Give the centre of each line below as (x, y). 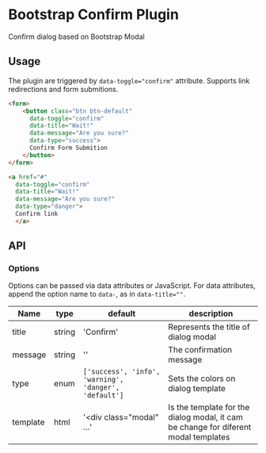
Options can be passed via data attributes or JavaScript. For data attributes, (132, 286)
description (211, 313)
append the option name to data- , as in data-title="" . (97, 294)
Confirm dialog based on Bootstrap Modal (76, 36)
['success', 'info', (122, 372)
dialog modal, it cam (205, 417)
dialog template (197, 389)
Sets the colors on (202, 378)
